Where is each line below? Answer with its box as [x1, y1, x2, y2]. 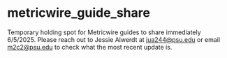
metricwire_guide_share [7, 5, 150, 21]
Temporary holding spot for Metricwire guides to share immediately [7, 28, 201, 36]
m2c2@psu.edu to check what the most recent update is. [7, 43, 173, 51]
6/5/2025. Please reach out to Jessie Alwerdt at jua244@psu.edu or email [7, 35, 221, 43]
